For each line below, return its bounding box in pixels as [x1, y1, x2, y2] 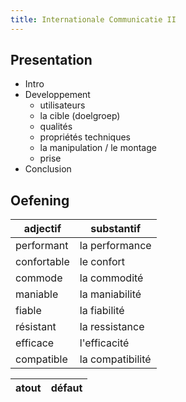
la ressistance [79, 320, 145, 334]
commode [15, 271, 63, 285]
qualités [39, 121, 73, 133]
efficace [15, 336, 55, 350]
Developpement [24, 89, 91, 101]
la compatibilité [79, 352, 152, 366]
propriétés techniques [39, 131, 132, 143]
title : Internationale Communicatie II [10, 14, 177, 25]
